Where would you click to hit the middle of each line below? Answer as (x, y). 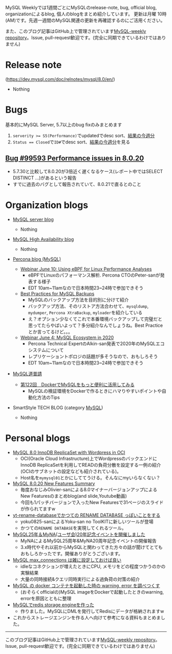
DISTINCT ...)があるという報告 (45, 178)
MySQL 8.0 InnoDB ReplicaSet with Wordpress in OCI (69, 452)
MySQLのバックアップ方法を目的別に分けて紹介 (78, 300)
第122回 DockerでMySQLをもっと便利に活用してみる (77, 384)
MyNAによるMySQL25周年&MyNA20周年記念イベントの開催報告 (89, 541)
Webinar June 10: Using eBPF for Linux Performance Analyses (86, 269)
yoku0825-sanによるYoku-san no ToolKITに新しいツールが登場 (87, 521)
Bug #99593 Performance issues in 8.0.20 (75, 159)
